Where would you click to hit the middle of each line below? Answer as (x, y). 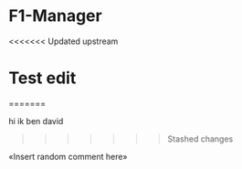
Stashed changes (200, 139)
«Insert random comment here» (68, 156)
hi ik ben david (36, 121)
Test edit (42, 78)
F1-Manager (55, 16)
